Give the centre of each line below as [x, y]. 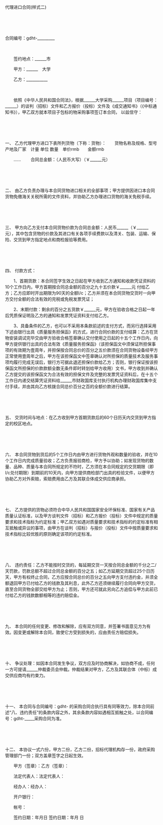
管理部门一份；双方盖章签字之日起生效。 [45, 756]
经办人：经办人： [30, 786]
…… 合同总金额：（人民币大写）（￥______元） [62, 160]
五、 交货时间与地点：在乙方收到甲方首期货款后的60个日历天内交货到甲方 [78, 417]
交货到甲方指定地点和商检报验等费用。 [52, 240]
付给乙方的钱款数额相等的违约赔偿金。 [43, 595]
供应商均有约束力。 [28, 675]
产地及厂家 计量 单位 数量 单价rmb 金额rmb [55, 149]
